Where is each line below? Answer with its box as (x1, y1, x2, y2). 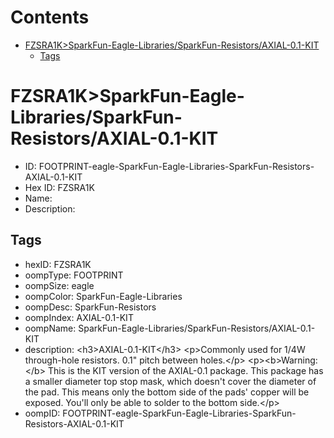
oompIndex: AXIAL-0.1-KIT (24, 311, 134, 323)
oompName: (24, 322, 77, 334)
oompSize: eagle (24, 279, 95, 291)
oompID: (24, 407, 61, 419)
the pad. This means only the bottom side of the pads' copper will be (24, 386, 310, 398)
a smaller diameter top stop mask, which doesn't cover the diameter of (24, 375, 317, 387)
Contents (10, 6, 90, 29)
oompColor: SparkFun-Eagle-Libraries (24, 290, 183, 302)
